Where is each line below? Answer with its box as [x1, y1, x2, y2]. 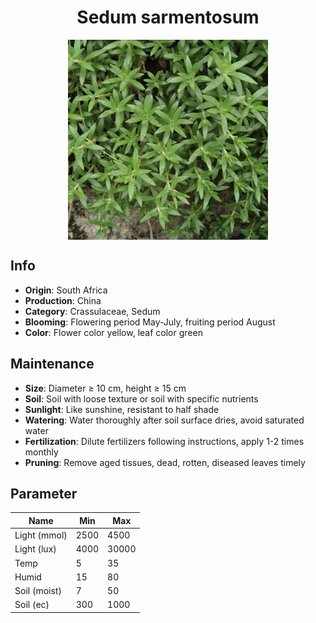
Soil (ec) [14, 599, 50, 611]
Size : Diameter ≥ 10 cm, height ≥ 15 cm [24, 382, 187, 394]
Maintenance [10, 356, 95, 373]
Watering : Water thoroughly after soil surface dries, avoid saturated [24, 414, 305, 426]
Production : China [24, 294, 102, 306]
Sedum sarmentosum [76, 6, 260, 29]
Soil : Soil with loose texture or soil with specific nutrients [24, 392, 259, 405]
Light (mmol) [14, 529, 68, 541]
